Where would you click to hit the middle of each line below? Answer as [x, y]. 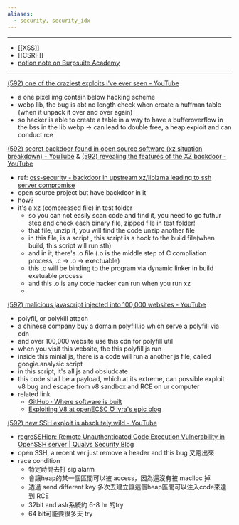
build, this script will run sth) [70, 245]
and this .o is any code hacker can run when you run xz [109, 283]
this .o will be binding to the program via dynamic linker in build [121, 268]
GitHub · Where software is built [75, 401]
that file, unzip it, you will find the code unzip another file [112, 230]
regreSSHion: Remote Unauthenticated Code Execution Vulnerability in [121, 436]
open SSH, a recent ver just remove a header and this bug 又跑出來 [116, 452]
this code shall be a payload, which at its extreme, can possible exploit [121, 378]
